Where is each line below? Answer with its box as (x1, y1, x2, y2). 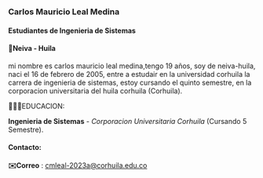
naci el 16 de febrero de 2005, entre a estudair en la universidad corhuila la (8, 69, 250, 78)
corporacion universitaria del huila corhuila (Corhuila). (8, 85, 183, 96)
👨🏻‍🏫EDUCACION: (8, 101, 65, 111)
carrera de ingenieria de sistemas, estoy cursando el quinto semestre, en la (8, 78, 252, 87)
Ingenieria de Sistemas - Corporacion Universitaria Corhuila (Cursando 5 (8, 116, 247, 125)
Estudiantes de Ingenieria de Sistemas (8, 26, 136, 35)
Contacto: (8, 143, 42, 152)
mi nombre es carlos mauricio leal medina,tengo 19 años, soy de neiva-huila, (8, 61, 256, 71)
